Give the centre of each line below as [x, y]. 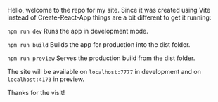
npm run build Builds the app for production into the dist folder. [99, 44]
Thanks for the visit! [36, 93]
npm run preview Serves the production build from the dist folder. [101, 58]
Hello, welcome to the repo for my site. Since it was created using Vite [109, 10]
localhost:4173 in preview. [46, 79]
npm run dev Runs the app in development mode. [78, 31]
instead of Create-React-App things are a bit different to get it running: [109, 17]
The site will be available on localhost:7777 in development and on [104, 72]
